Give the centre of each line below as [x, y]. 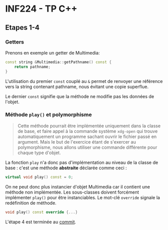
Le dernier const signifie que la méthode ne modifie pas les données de [80, 96]
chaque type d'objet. [39, 153]
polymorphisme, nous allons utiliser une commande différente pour [87, 147]
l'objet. [12, 102]
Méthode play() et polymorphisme [49, 115]
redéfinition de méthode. [31, 203]
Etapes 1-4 [22, 28]
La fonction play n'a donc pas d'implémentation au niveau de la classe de [82, 162]
